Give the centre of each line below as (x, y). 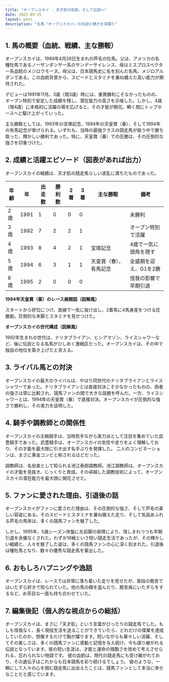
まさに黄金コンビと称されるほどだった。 (60, 455)
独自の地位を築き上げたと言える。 (40, 350)
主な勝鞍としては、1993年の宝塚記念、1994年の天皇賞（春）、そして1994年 (83, 124)
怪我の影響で (145, 278)
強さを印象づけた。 (25, 143)
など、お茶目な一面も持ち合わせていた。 (51, 594)
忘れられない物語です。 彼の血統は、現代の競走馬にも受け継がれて (87, 655)
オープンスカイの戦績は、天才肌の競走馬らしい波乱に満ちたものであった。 (82, 173)
